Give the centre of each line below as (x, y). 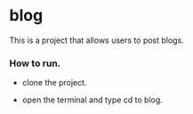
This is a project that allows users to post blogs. (96, 40)
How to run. (35, 63)
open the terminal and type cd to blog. (92, 100)
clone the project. (54, 83)
